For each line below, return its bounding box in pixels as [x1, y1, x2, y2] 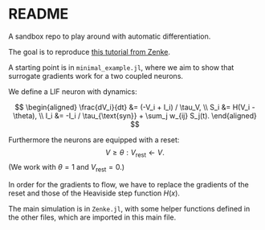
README [8, 5, 69, 23]
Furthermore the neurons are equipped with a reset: [8, 134, 180, 145]
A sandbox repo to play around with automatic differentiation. [8, 31, 211, 41]
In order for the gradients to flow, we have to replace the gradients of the [8, 179, 249, 189]
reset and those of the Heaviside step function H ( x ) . [8, 188, 181, 198]
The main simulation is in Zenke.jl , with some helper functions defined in [8, 203, 251, 213]
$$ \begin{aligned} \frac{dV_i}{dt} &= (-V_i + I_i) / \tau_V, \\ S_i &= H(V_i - [14, 102, 255, 112]
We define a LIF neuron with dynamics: [8, 86, 138, 97]
